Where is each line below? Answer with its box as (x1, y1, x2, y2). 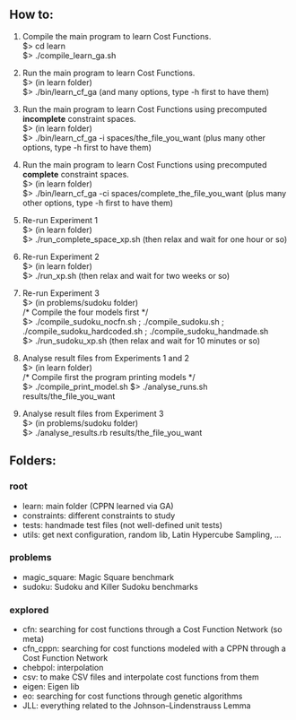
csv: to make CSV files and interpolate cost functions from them (22, 672, 259, 682)
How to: (9, 7, 54, 22)
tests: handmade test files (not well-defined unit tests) (22, 519, 222, 530)
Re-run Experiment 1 (22, 214, 99, 225)
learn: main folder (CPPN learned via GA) (22, 500, 174, 511)
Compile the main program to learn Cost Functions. (22, 30, 212, 41)
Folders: (9, 453, 57, 469)
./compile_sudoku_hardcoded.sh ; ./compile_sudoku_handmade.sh (22, 325, 269, 336)
